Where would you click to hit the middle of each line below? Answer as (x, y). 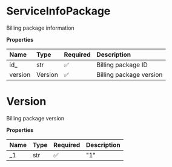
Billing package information (40, 28)
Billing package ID (122, 65)
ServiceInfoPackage (58, 11)
